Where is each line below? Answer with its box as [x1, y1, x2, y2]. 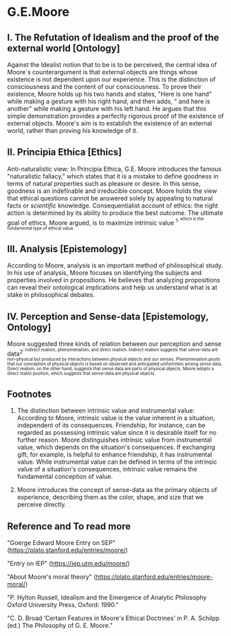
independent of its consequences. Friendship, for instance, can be [16, 421, 206, 429]
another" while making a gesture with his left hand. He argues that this [7, 105, 206, 112]
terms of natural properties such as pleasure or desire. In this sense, [7, 179, 201, 187]
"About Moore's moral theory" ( [7, 573, 96, 581]
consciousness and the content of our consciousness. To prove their [7, 83, 201, 90]
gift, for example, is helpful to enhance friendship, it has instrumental [16, 451, 212, 459]
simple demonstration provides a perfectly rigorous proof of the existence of [7, 112, 224, 120]
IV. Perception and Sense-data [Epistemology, [7, 311, 209, 322]
